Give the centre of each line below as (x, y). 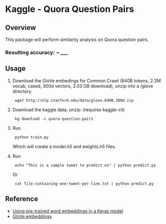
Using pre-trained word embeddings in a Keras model (68, 211)
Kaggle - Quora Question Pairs (70, 9)
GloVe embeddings (32, 216)
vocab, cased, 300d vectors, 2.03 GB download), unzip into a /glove (83, 86)
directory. (22, 91)
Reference (22, 199)
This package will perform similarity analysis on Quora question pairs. (77, 39)
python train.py (32, 137)
